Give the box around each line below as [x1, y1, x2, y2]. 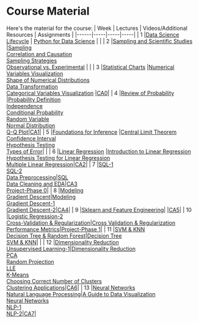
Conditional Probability [6, 109, 64, 116]
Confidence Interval [6, 134, 56, 142]
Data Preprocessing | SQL [6, 173, 69, 181]
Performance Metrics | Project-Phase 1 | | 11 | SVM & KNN [6, 225, 145, 233]
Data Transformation [6, 82, 58, 90]
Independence [6, 102, 43, 109]
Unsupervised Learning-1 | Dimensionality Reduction [6, 245, 136, 252]
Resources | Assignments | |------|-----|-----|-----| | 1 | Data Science [6, 31, 179, 38]
